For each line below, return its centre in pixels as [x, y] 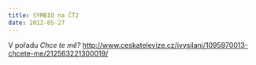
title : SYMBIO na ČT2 [44, 15]
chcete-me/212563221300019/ [58, 53]
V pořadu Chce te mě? [45, 45]
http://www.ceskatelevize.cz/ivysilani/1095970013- [165, 45]
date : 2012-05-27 [37, 23]
